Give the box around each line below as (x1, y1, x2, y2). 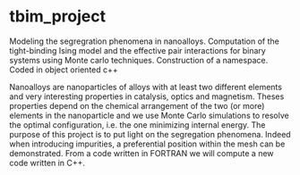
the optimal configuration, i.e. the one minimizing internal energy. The (9, 119, 266, 130)
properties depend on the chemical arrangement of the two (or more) (9, 100, 265, 111)
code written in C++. (9, 157, 86, 168)
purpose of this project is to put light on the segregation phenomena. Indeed (9, 129, 291, 139)
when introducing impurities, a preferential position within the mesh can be (9, 138, 286, 149)
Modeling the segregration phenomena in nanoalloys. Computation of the (9, 36, 279, 46)
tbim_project (9, 6, 106, 27)
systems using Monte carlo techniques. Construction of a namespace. (9, 54, 269, 65)
